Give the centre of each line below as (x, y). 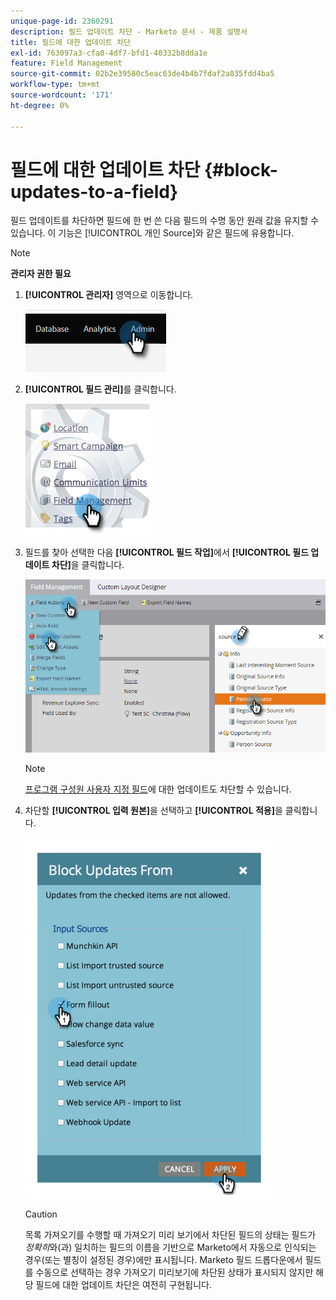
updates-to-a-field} (94, 191)
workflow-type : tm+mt (55, 85)
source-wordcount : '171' (62, 95)
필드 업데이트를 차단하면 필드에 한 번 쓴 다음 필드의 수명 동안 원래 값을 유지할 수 (165, 221)
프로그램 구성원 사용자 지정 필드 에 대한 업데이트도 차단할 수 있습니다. (158, 789)
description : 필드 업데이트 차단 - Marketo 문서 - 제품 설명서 (129, 31)
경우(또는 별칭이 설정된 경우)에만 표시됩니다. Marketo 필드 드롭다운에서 (163, 1259)
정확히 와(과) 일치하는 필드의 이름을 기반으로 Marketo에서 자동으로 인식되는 (170, 1247)
